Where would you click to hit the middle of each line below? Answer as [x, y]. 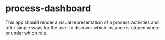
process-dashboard [48, 9]
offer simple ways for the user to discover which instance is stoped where [82, 27]
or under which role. [26, 33]
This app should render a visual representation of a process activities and [82, 22]
